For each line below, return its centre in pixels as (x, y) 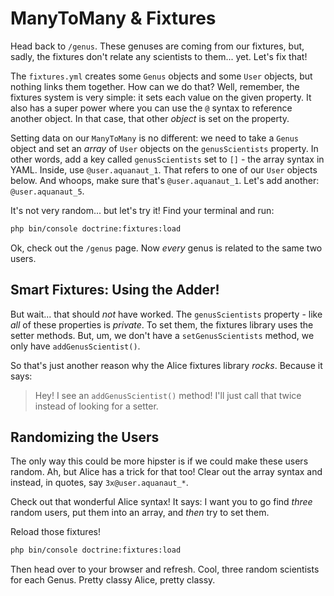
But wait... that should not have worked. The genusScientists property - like (166, 314)
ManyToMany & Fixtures (113, 18)
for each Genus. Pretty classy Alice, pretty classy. (113, 580)
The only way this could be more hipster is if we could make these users (159, 461)
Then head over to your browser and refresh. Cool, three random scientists (165, 569)
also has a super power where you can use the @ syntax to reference (151, 108)
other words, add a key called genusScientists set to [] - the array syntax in (167, 159)
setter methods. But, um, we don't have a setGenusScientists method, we (162, 335)
